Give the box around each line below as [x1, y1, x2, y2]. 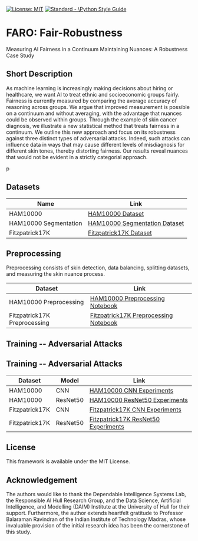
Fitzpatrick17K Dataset [88, 229, 152, 237]
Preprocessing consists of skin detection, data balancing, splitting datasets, [6, 264, 190, 271]
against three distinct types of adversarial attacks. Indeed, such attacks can [6, 134, 190, 141]
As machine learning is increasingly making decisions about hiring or [6, 84, 173, 91]
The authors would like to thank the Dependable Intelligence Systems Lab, [6, 491, 187, 498]
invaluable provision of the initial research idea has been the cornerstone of [6, 522, 190, 529]
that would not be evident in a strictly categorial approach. [6, 153, 148, 160]
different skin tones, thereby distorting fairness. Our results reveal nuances [6, 147, 189, 154]
